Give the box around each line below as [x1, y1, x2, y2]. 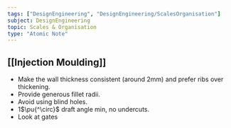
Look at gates [17, 112, 58, 121]
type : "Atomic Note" [7, 30, 69, 37]
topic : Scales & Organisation [7, 23, 97, 30]
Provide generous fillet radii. [17, 90, 101, 99]
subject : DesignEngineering [7, 17, 91, 24]
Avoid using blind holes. [17, 98, 88, 106]
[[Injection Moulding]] [7, 56, 107, 68]
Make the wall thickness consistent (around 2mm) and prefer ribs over [17, 75, 224, 83]
